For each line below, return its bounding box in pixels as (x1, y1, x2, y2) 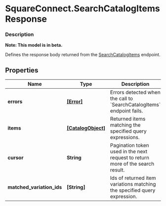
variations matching (110, 181, 156, 188)
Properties (5, 66, 39, 74)
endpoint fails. (110, 107, 143, 114)
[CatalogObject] (66, 125, 106, 132)
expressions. (110, 134, 140, 141)
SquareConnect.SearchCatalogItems (5, 3, 160, 14)
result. (110, 167, 125, 173)
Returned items (110, 115, 146, 122)
